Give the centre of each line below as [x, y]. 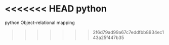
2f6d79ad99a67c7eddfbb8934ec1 [128, 32]
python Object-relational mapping [40, 22]
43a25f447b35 [109, 37]
